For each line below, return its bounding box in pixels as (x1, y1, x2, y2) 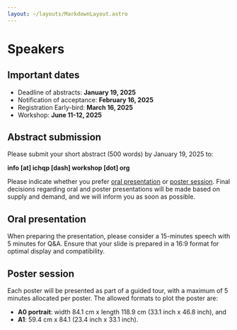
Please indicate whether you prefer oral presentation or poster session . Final (7, 177, 231, 186)
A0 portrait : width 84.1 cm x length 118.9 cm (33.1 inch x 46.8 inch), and (17, 308, 226, 317)
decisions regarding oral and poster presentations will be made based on (7, 185, 221, 194)
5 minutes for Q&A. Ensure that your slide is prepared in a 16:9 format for (7, 239, 219, 248)
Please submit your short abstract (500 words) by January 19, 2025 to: (7, 150, 214, 158)
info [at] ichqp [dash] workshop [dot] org (7, 164, 130, 172)
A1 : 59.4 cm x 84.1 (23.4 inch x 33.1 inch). (17, 315, 139, 324)
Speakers (7, 40, 65, 57)
